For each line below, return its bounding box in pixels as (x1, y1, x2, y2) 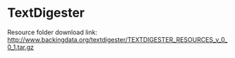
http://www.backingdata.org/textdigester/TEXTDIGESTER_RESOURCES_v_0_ (7, 35, 228, 43)
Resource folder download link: (7, 28, 98, 36)
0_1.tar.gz (7, 43, 34, 51)
